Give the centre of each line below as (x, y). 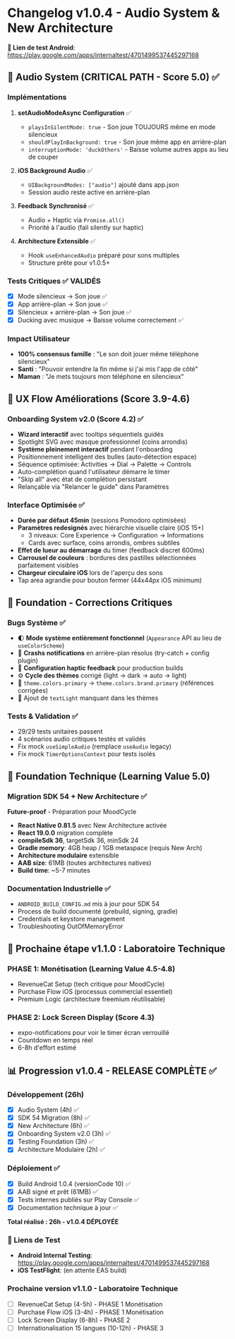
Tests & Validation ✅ (43, 716)
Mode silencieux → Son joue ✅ (62, 296)
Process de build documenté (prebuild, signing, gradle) (98, 911)
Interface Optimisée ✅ (46, 505)
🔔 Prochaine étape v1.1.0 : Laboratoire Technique (116, 949)
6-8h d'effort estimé (47, 1048)
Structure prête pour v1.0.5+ (69, 262)
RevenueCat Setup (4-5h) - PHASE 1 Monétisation (90, 1304)
